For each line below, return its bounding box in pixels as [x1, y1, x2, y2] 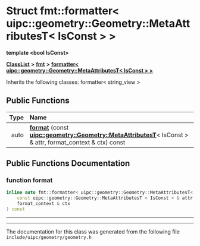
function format [6, 176, 53, 185]
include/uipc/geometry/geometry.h [6, 234, 92, 240]
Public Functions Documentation [6, 159, 130, 169]
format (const [29, 123, 69, 131]
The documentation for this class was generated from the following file [6, 228, 180, 235]
